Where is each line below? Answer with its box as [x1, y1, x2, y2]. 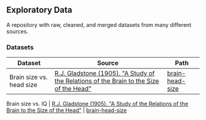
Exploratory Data [6, 5, 72, 15]
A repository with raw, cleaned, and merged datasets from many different [6, 21, 192, 28]
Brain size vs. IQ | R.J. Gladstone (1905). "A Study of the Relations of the [6, 100, 189, 108]
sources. [6, 28, 29, 35]
